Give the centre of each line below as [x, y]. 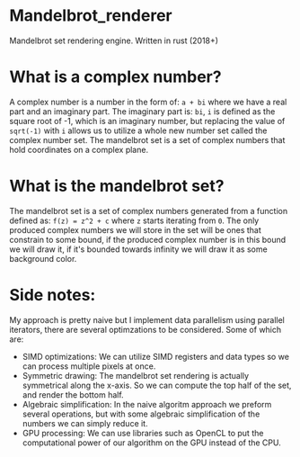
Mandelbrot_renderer [91, 16]
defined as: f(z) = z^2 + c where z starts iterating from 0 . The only [134, 220]
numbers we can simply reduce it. [85, 423]
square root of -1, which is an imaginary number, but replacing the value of [147, 121]
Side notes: [53, 295]
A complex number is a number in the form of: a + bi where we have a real [148, 102]
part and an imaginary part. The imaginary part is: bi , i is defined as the [142, 111]
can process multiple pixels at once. [89, 366]
